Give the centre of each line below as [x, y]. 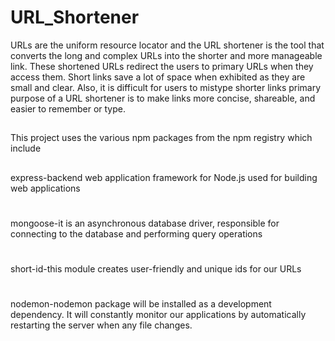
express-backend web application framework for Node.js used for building [164, 177]
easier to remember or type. [68, 108]
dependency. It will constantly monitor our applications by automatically [158, 315]
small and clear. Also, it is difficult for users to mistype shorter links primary [166, 87]
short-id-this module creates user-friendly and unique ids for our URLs [156, 269]
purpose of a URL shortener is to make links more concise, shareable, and [163, 98]
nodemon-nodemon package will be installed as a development [141, 304]
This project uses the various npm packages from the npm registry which [161, 138]
